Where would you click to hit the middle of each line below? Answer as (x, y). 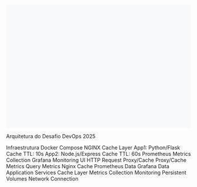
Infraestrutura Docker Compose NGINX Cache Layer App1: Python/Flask (93, 147)
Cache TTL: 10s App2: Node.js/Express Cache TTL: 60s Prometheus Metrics (98, 154)
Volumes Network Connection (42, 179)
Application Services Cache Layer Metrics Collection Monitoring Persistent (96, 172)
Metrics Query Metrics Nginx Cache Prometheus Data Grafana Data (88, 166)
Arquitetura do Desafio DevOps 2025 (51, 136)
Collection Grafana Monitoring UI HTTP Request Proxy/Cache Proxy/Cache (96, 160)
